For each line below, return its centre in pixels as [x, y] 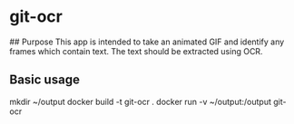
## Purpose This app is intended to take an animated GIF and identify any [147, 42]
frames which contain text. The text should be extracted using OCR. [136, 51]
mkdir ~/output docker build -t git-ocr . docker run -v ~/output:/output [141, 101]
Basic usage [44, 80]
